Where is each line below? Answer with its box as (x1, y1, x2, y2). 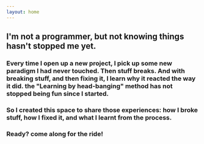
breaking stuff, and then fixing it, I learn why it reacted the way (6, 74, 196, 83)
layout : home (6, 9, 40, 15)
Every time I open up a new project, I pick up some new (6, 59, 172, 67)
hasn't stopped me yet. (6, 41, 97, 52)
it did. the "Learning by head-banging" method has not (6, 81, 173, 90)
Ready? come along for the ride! (6, 129, 104, 138)
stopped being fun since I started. (6, 89, 109, 98)
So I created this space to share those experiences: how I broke (6, 106, 199, 114)
